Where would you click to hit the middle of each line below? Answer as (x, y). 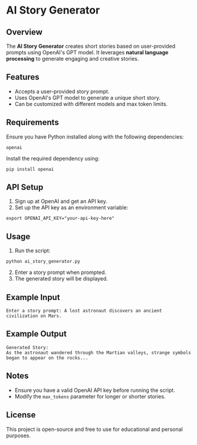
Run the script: (32, 250)
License (21, 415)
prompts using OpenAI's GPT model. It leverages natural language (87, 52)
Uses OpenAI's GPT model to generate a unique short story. (88, 97)
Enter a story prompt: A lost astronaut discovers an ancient (84, 311)
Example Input (33, 297)
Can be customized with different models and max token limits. (91, 104)
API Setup (25, 187)
